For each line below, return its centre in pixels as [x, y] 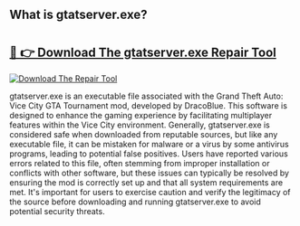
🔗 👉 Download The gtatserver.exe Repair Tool [143, 52]
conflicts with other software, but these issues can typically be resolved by [150, 173]
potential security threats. [58, 211]
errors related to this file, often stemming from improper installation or [140, 163]
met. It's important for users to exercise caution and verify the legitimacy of [150, 192]
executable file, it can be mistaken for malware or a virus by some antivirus [149, 144]
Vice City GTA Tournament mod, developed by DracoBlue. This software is [149, 106]
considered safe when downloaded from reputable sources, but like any [144, 134]
